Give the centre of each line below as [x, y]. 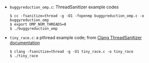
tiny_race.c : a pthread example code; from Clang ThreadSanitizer [76, 38]
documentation [25, 43]
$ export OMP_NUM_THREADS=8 [38, 24]
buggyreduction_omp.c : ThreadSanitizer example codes [64, 7]
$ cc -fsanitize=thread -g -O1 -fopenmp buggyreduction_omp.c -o [77, 16]
